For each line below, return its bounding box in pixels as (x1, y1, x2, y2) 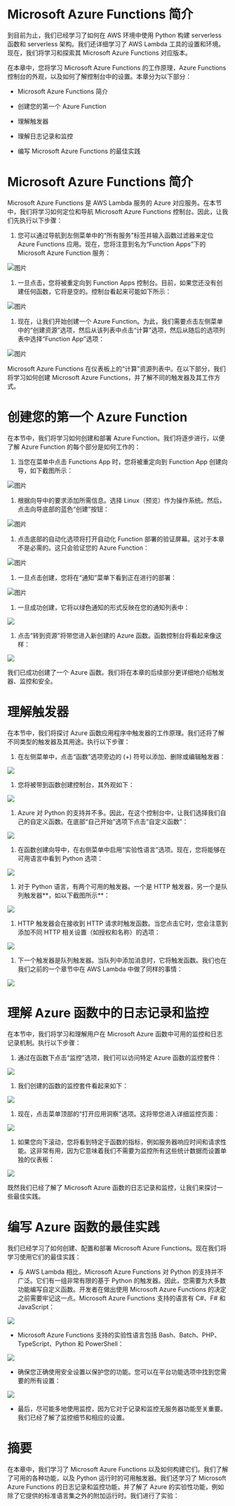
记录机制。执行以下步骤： (7, 1038, 81, 1047)
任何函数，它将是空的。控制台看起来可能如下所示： (23, 287, 172, 296)
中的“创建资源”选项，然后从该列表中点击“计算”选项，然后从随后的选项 (17, 326, 220, 334)
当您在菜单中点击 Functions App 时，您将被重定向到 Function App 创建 (17, 457, 222, 465)
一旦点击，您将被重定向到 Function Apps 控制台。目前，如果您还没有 (17, 278, 217, 286)
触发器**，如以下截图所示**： (23, 891, 110, 899)
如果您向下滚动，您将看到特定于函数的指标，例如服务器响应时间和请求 (17, 1137, 221, 1146)
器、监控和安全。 (7, 677, 57, 685)
